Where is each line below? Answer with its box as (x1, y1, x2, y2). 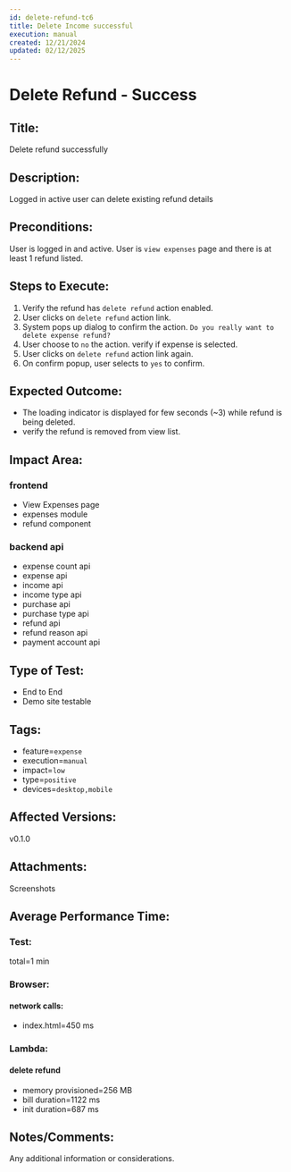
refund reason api (21, 628, 88, 638)
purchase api (21, 599, 71, 610)
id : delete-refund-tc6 (9, 13, 94, 22)
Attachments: (9, 859, 87, 874)
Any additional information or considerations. (9, 1153, 175, 1164)
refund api (21, 618, 61, 628)
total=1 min (9, 956, 50, 966)
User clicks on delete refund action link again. (21, 348, 194, 358)
